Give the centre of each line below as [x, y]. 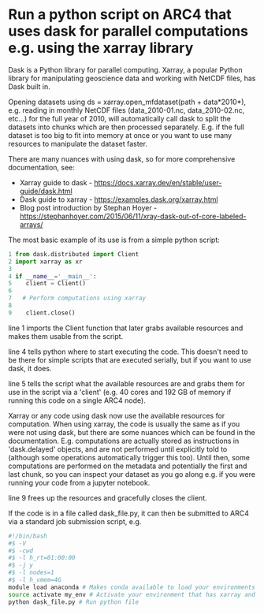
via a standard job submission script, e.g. [75, 521]
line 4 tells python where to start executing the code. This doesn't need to [128, 352]
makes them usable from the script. [66, 336]
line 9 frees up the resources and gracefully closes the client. [108, 497]
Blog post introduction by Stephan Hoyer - [88, 207]
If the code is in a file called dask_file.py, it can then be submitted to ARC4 [129, 513]
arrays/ [31, 224]
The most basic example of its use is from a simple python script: [114, 240]
